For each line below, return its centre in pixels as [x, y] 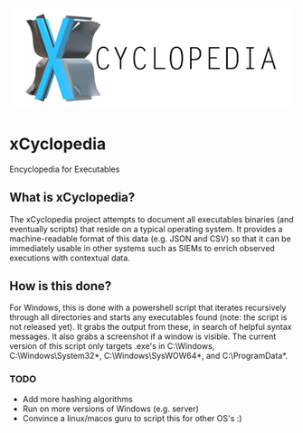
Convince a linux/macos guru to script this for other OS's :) [132, 418]
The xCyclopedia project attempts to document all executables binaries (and [151, 219]
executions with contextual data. [70, 258]
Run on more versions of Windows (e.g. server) [110, 409]
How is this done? [61, 286]
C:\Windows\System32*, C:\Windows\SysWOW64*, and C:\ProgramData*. [148, 356]
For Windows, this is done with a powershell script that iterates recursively [148, 308]
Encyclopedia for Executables [65, 169]
